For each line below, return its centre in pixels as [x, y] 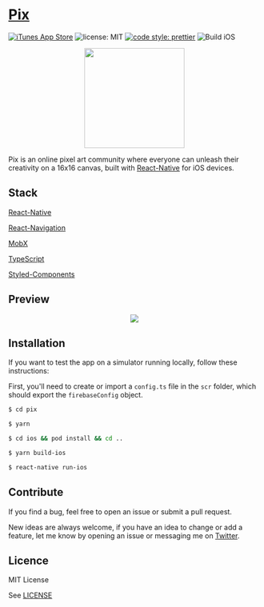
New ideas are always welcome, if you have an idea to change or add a [126, 527]
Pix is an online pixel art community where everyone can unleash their [124, 159]
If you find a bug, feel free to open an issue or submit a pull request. [120, 511]
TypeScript [26, 258]
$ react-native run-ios [48, 467]
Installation [37, 343]
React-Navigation [37, 228]
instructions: [29, 371]
